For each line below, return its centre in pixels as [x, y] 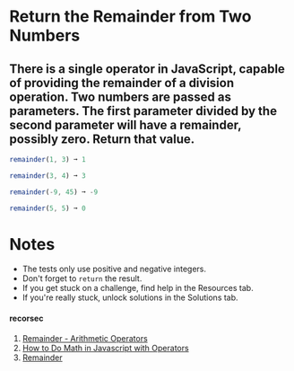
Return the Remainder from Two [130, 17]
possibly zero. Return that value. [102, 139]
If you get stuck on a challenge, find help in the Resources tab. [138, 288]
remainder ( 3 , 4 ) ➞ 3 [48, 176]
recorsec [26, 318]
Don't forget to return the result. [82, 278]
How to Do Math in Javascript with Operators [106, 348]
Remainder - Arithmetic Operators [85, 338]
